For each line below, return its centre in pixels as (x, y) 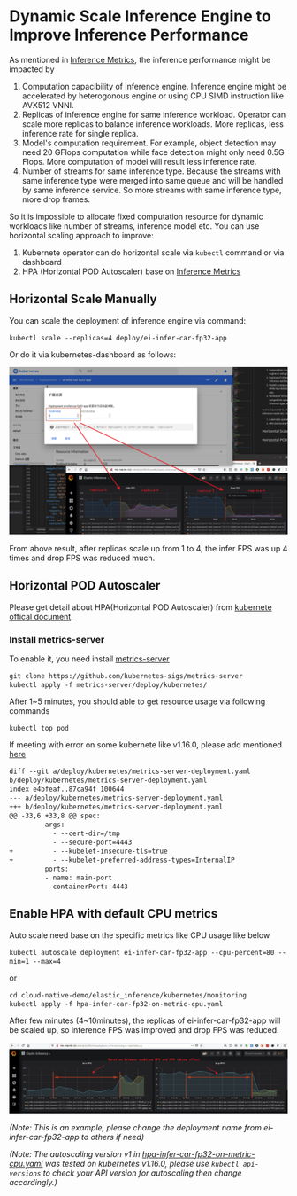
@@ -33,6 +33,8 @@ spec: (55, 816)
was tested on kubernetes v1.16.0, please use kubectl (142, 1164)
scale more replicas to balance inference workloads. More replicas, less (153, 124)
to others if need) (112, 1137)
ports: (57, 869)
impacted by (32, 69)
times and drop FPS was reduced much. (82, 558)
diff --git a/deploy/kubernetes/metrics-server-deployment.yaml (130, 772)
